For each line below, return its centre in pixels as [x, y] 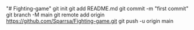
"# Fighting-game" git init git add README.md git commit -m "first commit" [97, 9]
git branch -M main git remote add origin [55, 15]
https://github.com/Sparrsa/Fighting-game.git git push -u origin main [90, 21]
